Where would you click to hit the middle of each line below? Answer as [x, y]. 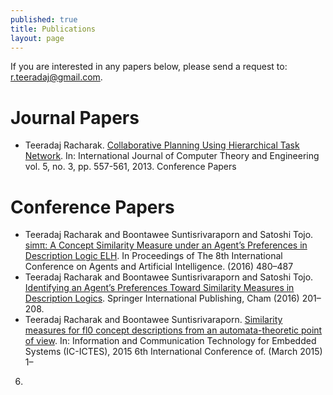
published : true [44, 19]
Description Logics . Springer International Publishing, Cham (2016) [162, 298]
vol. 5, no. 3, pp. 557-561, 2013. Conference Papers [130, 167]
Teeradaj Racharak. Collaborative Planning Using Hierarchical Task [162, 145]
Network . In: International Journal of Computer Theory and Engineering [172, 156]
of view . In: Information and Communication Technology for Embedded [170, 341]
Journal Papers [75, 117]
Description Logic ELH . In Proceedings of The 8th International [153, 256]
